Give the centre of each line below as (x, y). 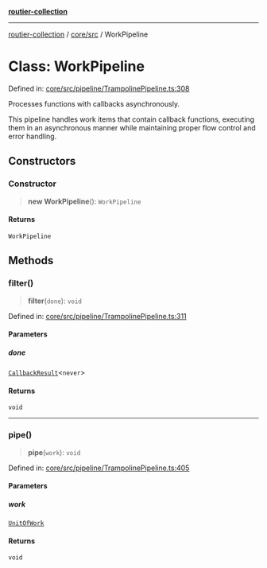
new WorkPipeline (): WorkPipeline (84, 201)
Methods (31, 261)
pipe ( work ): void (54, 452)
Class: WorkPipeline (77, 66)
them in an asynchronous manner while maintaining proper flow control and (132, 127)
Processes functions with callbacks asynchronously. (94, 103)
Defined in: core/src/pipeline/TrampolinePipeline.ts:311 (97, 316)
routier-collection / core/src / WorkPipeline (78, 34)
